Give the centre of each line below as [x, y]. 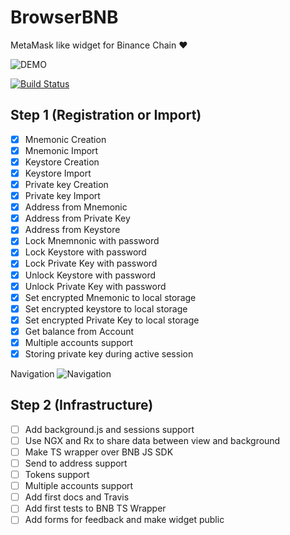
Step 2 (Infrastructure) [82, 405]
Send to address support [76, 463]
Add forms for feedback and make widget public [124, 520]
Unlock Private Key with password [95, 286]
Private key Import [62, 196]
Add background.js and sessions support [109, 429]
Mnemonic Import [61, 150]
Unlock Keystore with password [90, 275]
